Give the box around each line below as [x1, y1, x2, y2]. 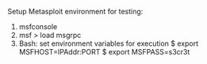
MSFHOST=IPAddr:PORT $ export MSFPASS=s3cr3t [18, 47, 190, 56]
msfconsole [18, 22, 58, 31]
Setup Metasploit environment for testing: [7, 7, 144, 16]
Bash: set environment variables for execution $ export [18, 39, 199, 48]
